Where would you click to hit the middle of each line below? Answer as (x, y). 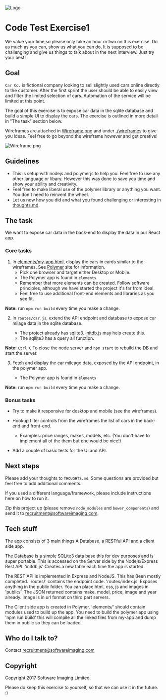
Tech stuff (21, 529)
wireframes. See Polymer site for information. (59, 267)
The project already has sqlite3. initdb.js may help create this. (82, 333)
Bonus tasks (20, 400)
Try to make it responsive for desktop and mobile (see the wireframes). (85, 411)
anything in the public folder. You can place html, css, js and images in (77, 587)
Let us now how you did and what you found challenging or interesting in (86, 200)
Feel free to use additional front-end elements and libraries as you (87, 293)
